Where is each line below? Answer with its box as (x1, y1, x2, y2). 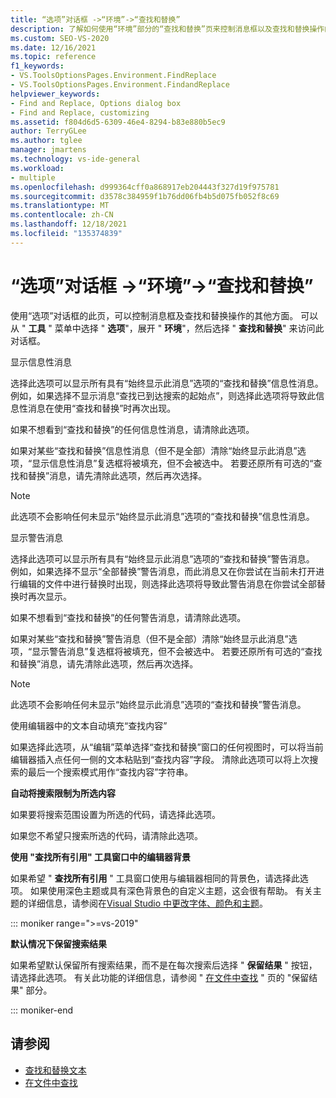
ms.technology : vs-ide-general (10, 154, 141, 164)
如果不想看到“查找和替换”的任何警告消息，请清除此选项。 (10, 611, 247, 623)
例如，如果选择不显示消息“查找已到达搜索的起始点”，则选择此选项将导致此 (10, 389, 317, 401)
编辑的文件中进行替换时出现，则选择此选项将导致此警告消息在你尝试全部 (18, 577, 317, 590)
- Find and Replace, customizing (10, 107, 150, 118)
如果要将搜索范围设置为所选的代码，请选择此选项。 (10, 808, 221, 820)
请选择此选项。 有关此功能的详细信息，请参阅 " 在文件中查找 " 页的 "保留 (10, 971, 310, 983)
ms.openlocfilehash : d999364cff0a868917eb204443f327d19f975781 (10, 182, 280, 192)
